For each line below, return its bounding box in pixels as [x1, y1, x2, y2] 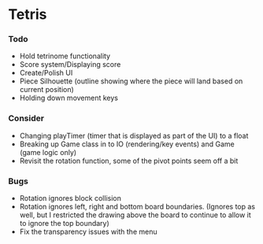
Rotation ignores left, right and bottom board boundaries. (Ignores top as [19, 202, 256, 212]
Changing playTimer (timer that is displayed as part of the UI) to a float [19, 131, 249, 140]
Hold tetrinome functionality [19, 51, 111, 61]
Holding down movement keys [19, 93, 118, 103]
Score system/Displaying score [19, 60, 121, 69]
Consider [8, 113, 45, 124]
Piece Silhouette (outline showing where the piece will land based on [19, 76, 243, 86]
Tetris [8, 6, 47, 24]
